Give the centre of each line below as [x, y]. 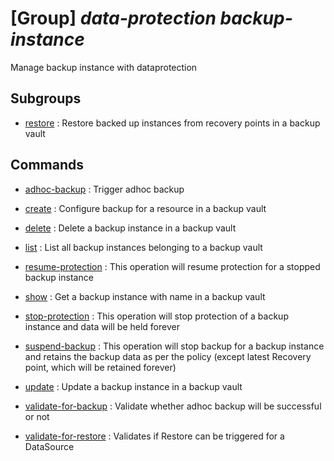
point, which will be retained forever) [100, 367]
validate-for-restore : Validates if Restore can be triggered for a [154, 436]
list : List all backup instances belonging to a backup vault [143, 247]
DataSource [49, 446]
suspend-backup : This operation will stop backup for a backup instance [174, 346]
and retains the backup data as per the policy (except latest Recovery [168, 356]
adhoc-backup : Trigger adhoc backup [104, 189]
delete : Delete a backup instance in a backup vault [130, 228]
